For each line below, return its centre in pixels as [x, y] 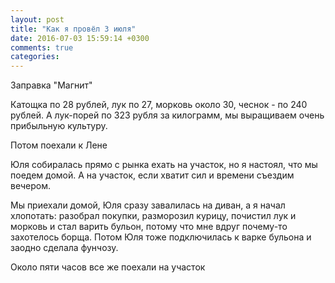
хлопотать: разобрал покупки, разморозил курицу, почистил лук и [153, 216]
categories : [35, 57]
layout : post [37, 19]
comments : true [42, 47]
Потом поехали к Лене [59, 145]
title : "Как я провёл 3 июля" [73, 29]
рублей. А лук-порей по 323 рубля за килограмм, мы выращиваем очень [167, 115]
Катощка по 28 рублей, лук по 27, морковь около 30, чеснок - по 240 [159, 105]
